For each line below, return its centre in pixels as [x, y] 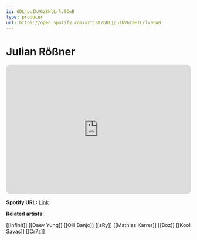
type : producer [25, 17]
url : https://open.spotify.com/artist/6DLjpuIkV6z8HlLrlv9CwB [84, 22]
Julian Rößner [41, 51]
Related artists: [25, 214]
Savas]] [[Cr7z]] [26, 231]
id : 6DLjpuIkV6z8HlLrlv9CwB [40, 11]
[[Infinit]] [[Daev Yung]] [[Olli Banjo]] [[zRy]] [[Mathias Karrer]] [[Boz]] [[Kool [98, 225]
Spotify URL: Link [28, 202]
